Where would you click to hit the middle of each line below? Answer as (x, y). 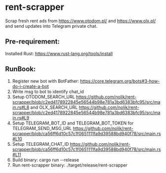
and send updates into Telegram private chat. (51, 26)
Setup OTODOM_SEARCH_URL (43, 97)
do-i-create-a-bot (31, 86)
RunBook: (21, 69)
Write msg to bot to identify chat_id (48, 91)
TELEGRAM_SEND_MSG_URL (42, 128)
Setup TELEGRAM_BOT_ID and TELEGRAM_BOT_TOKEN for (73, 123)
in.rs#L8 (21, 107)
